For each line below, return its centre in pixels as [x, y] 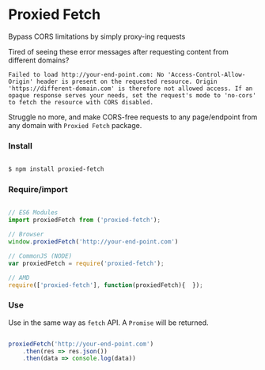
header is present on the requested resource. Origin [127, 81]
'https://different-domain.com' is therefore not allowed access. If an [131, 89]
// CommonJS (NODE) [40, 256]
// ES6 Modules [33, 213]
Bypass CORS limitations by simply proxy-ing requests [97, 36]
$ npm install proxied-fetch [56, 169]
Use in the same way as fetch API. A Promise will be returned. [108, 323]
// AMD [19, 277]
